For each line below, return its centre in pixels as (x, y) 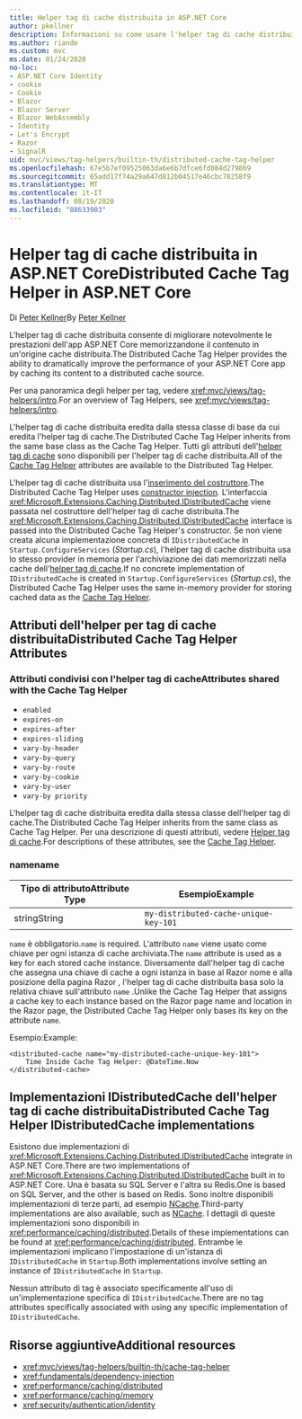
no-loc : (24, 68)
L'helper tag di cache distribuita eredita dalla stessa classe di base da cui (145, 427)
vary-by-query (49, 758)
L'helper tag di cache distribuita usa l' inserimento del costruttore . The (137, 483)
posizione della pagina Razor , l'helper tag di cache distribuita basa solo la (147, 981)
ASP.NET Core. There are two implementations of (100, 1166)
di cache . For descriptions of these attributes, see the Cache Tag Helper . (143, 842)
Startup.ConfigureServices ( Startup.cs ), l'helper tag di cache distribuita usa (151, 549)
